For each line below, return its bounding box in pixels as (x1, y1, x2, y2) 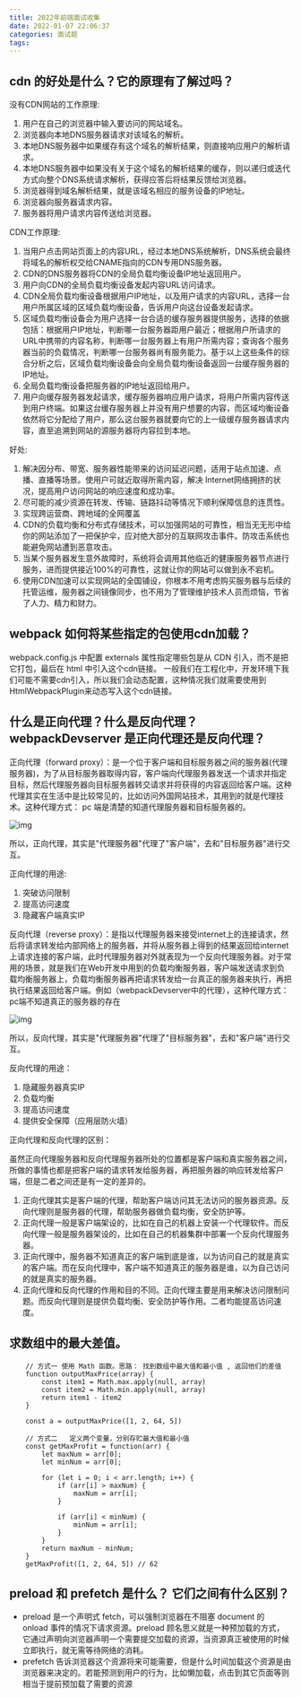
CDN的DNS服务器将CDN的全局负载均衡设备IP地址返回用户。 (21, 268, 246, 279)
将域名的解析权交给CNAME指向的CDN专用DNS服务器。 (21, 257, 227, 268)
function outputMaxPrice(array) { (25, 1369, 154, 1379)
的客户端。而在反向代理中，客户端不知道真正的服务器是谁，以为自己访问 (21, 1261, 289, 1273)
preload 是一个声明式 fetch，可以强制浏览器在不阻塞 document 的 (21, 1611, 265, 1623)
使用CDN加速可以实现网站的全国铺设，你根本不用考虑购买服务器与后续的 (21, 576, 291, 586)
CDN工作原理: (9, 227, 61, 238)
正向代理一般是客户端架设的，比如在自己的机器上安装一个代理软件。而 (21, 1216, 282, 1228)
